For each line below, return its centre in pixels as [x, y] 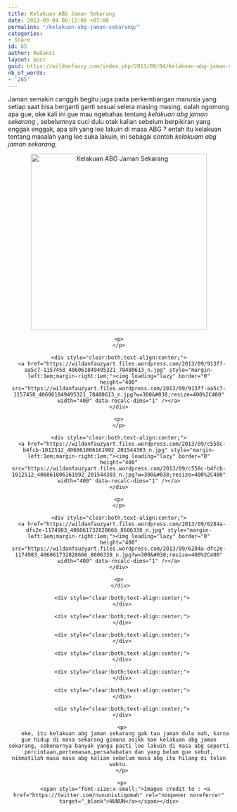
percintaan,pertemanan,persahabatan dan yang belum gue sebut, [119, 752]
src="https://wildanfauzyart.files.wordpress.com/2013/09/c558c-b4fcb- [119, 469]
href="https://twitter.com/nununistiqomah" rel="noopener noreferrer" [119, 795]
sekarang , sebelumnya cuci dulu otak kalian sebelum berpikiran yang [109, 122]
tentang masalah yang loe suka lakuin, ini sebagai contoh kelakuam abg [112, 137]
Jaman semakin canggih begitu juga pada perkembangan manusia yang [112, 99]
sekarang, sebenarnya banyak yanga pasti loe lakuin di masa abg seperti [119, 746]
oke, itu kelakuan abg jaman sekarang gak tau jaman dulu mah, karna [125, 734]
